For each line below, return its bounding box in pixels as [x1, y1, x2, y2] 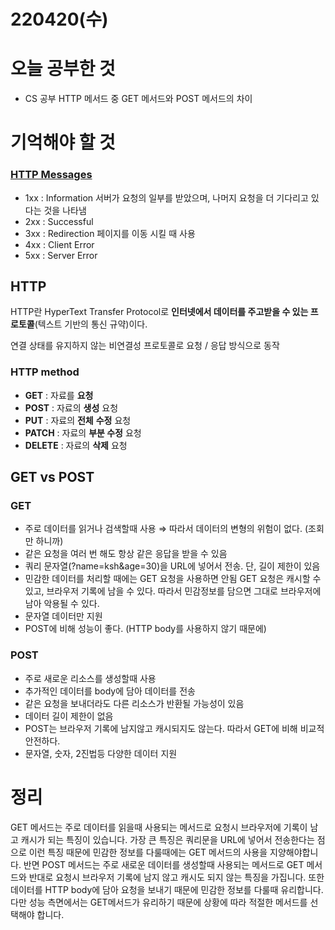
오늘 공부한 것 [10, 58, 116, 80]
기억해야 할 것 [10, 131, 116, 154]
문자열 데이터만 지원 [24, 610, 103, 622]
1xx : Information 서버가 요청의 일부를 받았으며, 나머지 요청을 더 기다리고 [24, 191, 309, 204]
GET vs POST [10, 469, 95, 486]
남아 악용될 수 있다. [24, 598, 100, 610]
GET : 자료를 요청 [24, 389, 94, 401]
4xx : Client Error [24, 238, 95, 250]
